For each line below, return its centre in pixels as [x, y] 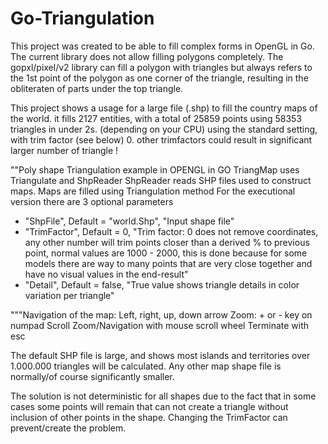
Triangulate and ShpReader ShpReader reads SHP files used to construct [161, 180]
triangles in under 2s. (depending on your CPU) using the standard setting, [164, 129]
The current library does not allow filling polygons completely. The [147, 56]
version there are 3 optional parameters [92, 201]
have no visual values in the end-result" [106, 274]
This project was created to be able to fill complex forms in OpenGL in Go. [162, 46]
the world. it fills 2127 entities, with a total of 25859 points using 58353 [156, 118]
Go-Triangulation [82, 18]
